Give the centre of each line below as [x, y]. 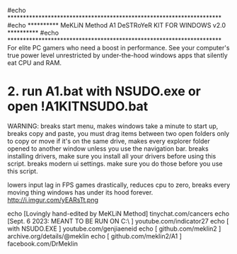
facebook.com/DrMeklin [42, 243]
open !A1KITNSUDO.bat [78, 106]
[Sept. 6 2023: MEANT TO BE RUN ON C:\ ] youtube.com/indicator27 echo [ [118, 221]
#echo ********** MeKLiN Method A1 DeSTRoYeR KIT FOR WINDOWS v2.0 [117, 25]
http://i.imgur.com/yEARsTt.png [53, 200]
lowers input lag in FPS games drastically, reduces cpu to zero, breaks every [119, 185]
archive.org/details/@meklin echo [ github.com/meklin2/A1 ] [95, 236]
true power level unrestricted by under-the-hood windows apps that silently [117, 55]
